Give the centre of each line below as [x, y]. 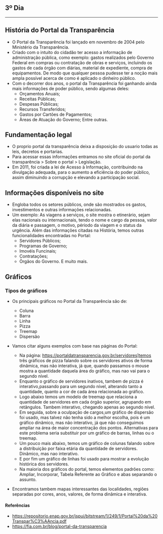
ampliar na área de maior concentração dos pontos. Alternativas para [89, 427]
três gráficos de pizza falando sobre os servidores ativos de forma [86, 360]
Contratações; [33, 256]
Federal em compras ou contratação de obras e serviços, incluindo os [82, 62]
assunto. [28, 479]
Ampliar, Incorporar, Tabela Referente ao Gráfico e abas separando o [88, 474]
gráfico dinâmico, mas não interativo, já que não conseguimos [81, 423]
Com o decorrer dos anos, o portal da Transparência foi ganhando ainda [84, 83]
